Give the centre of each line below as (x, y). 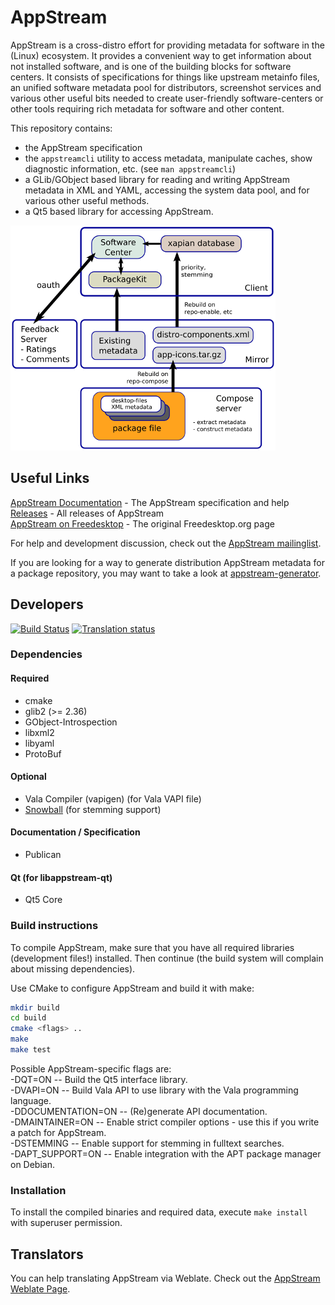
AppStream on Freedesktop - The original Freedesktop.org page (142, 523)
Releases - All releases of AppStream (87, 513)
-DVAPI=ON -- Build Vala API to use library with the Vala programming (154, 1090)
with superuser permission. (66, 1223)
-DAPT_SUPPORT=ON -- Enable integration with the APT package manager (166, 1153)
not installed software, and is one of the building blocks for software (151, 66)
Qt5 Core (43, 900)
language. (31, 1100)
